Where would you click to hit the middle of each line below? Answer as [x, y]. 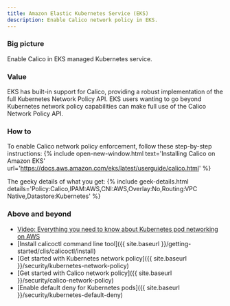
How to [19, 131]
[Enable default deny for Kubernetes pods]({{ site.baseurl [98, 287]
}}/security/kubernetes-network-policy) [73, 265]
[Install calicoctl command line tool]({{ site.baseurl [88, 243]
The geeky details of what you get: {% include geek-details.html [98, 182]
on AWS [28, 236]
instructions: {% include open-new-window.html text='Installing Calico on [111, 154]
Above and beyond [39, 214]
